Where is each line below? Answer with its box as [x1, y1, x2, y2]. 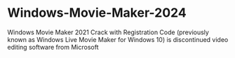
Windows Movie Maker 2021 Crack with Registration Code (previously [7, 28, 209, 36]
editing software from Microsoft [7, 43, 99, 51]
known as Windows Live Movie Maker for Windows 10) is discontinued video [7, 35, 229, 43]
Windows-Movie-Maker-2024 [7, 5, 187, 21]
